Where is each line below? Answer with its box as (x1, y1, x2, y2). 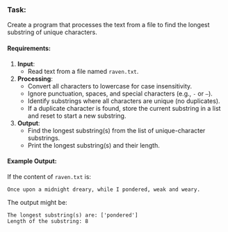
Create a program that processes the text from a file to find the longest (7, 21, 210, 29)
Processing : (17, 75, 54, 83)
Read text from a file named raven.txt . (27, 67, 139, 75)
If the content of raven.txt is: (7, 172, 92, 180)
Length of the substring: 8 (7, 217, 89, 224)
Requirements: (7, 44, 51, 52)
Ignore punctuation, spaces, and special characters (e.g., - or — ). (27, 89, 213, 98)
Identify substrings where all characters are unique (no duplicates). (27, 96, 220, 105)
